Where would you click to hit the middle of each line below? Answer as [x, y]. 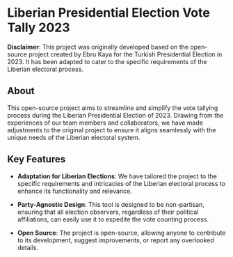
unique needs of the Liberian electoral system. [74, 137]
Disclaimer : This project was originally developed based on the [98, 47]
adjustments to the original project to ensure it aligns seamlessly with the [112, 130]
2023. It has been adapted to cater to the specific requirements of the [107, 61]
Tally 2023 [39, 28]
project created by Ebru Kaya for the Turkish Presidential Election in [126, 54]
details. [28, 247]
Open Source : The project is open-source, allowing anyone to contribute [121, 233]
